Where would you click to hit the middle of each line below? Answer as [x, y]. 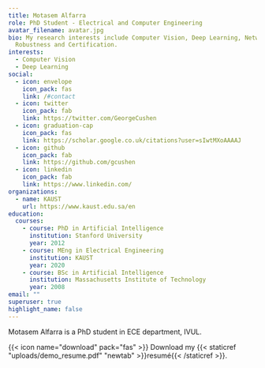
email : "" [24, 295]
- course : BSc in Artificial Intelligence [93, 272]
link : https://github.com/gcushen [79, 163]
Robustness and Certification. [67, 45]
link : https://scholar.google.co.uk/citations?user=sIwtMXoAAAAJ [132, 140]
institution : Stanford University [86, 236]
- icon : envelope [44, 81]
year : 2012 [47, 243]
